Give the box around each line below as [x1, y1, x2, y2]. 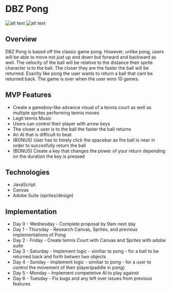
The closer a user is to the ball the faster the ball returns [12, 126, 132, 132]
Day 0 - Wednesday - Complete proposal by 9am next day [12, 221, 136, 227]
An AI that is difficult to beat [12, 131, 72, 137]
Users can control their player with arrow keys [12, 120, 110, 127]
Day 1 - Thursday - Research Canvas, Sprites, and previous [12, 226, 138, 233]
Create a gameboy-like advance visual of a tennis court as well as [12, 104, 152, 110]
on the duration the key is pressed [12, 153, 85, 159]
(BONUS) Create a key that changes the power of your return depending [12, 148, 165, 154]
